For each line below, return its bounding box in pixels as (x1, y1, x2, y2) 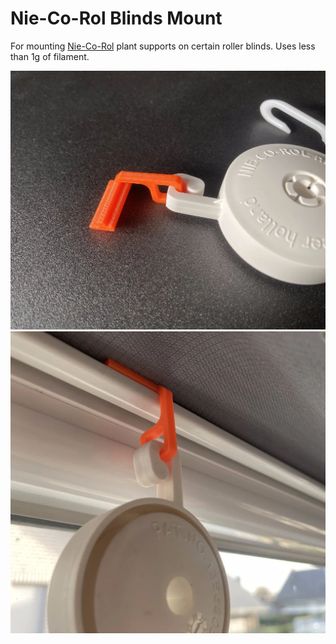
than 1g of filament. (10, 50, 90, 62)
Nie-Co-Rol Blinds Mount (10, 7, 223, 30)
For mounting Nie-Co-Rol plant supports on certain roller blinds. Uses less (10, 40, 316, 52)
